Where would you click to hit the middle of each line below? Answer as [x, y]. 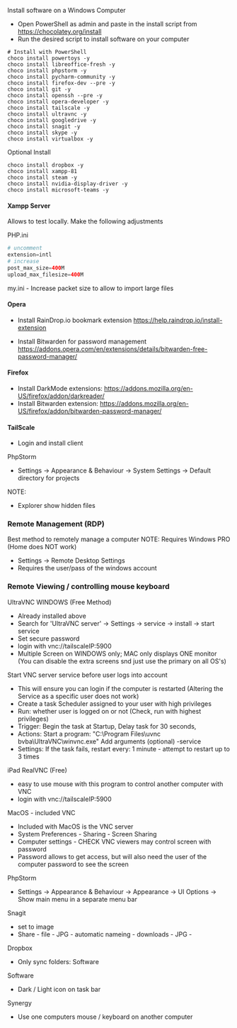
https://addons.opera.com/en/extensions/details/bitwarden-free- [112, 349]
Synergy [19, 1002]
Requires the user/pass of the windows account [87, 568]
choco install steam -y [42, 177]
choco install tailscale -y [49, 108]
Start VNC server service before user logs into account [87, 675]
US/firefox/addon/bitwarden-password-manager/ [89, 411]
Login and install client [50, 443]
